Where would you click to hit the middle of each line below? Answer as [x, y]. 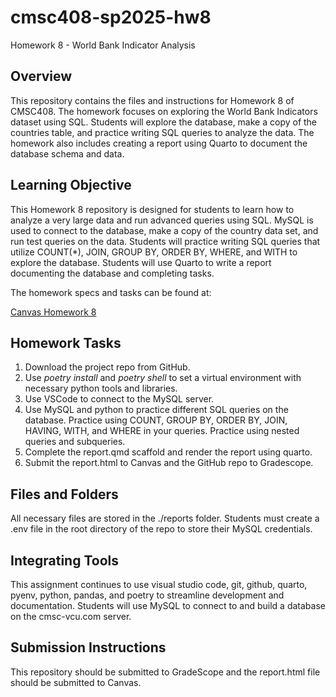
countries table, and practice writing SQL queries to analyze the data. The [162, 132]
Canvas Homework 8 [53, 312]
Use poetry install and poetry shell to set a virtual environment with [163, 378]
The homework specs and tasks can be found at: [111, 292]
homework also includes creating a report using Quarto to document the [159, 143]
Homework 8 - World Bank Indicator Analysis [103, 45]
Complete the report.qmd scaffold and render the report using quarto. [168, 452]
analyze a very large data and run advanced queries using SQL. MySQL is [162, 220]
